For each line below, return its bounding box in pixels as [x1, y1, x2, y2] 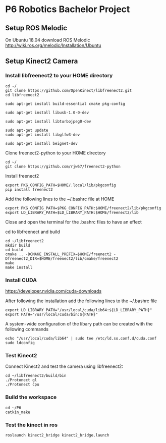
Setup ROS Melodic [5, 24, 67, 32]
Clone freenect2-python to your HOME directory [5, 150, 106, 156]
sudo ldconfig [5, 340, 35, 345]
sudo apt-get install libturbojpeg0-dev [5, 119, 92, 124]
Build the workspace [5, 394, 57, 401]
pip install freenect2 [5, 187, 53, 192]
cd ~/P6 [5, 405, 22, 410]
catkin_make [5, 410, 30, 415]
